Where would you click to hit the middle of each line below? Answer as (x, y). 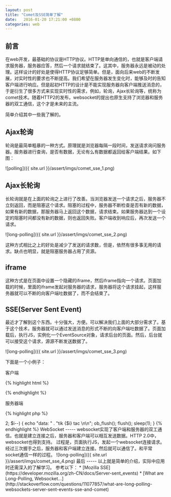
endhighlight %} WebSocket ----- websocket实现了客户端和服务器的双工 (81, 429)
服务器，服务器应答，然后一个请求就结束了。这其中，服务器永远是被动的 (85, 66)
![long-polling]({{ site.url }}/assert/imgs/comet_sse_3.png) (66, 352)
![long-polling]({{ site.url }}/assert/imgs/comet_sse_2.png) (66, 234)
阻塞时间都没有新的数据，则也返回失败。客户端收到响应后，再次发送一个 (90, 218)
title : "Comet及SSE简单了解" (34, 15)
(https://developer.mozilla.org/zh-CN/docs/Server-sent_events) (72, 473)
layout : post (19, 10)
